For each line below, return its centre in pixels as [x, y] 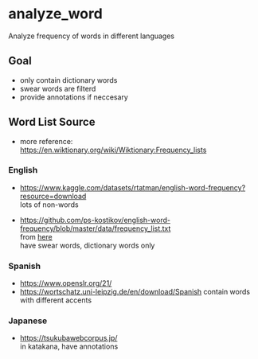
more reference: [46, 141]
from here [36, 236]
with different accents [56, 300]
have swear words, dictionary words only [87, 245]
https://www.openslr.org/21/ [66, 283]
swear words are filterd [58, 88]
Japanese [28, 321]
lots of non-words [49, 205]
